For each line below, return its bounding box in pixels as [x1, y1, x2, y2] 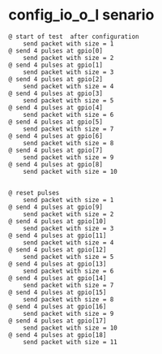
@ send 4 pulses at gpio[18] [8, 330, 107, 339]
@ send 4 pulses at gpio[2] [8, 75, 104, 83]
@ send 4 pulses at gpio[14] [8, 274, 107, 282]
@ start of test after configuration [8, 32, 139, 41]
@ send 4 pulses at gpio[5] [8, 118, 104, 126]
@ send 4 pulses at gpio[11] [8, 231, 107, 240]
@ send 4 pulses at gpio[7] [8, 146, 104, 154]
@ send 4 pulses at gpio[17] [8, 317, 107, 325]
